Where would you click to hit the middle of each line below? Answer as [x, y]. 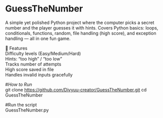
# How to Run [19, 84]
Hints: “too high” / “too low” [34, 58]
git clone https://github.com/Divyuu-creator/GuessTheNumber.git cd [76, 89]
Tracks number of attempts [33, 64]
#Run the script [21, 104]
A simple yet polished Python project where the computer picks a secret [80, 22]
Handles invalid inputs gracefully [39, 74]
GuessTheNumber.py [27, 110]
